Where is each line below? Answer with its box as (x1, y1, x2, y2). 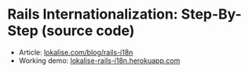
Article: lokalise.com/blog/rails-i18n (18, 47, 134, 57)
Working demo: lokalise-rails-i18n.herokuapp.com (18, 56, 181, 65)
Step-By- (181, 5, 242, 23)
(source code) (41, 22, 135, 40)
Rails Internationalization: (7, 5, 178, 23)
